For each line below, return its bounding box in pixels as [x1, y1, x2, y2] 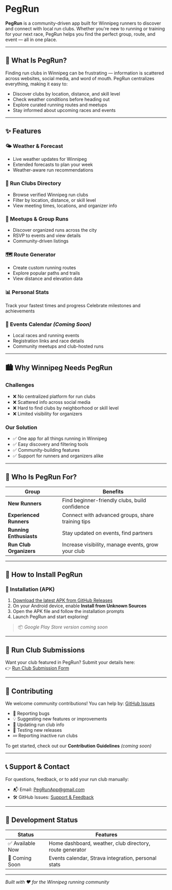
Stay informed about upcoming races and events [12, 107, 116, 113]
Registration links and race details [12, 338, 84, 344]
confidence [62, 503, 90, 510]
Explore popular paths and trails [12, 270, 80, 276]
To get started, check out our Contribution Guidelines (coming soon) [5, 743, 152, 749]
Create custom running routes [12, 265, 76, 271]
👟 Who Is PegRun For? [5, 473, 77, 481]
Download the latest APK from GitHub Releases [12, 597, 113, 604]
